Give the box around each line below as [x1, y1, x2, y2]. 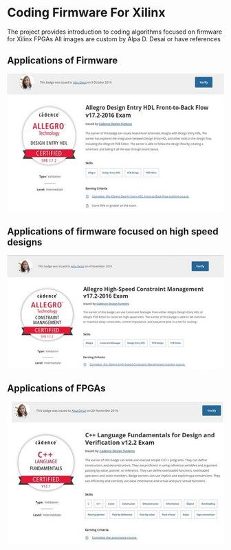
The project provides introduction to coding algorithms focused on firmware [7, 27, 222, 36]
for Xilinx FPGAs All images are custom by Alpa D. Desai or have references [7, 34, 221, 43]
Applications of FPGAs [7, 383, 106, 395]
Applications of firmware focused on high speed [7, 225, 219, 237]
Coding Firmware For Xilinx [7, 5, 166, 21]
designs [7, 236, 43, 248]
